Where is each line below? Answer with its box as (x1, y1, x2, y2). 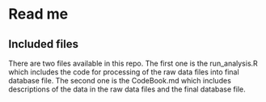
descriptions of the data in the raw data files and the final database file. (8, 84, 247, 94)
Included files (8, 37, 79, 51)
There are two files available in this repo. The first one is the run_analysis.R (8, 58, 259, 68)
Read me (8, 5, 69, 23)
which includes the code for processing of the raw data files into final (8, 67, 240, 77)
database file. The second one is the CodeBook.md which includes (8, 76, 232, 85)
